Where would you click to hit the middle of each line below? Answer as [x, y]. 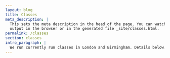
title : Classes [21, 15]
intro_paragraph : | [26, 43]
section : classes [24, 38]
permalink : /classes [27, 33]
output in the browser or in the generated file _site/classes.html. [84, 29]
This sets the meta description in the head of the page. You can [81, 24]
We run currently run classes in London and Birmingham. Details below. [88, 47]
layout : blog [19, 10]
